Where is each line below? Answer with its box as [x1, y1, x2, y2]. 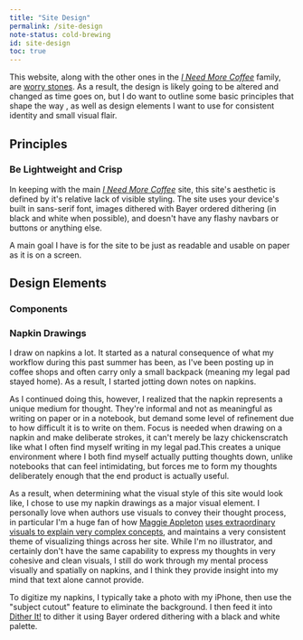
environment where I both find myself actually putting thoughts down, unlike [9, 451, 294, 462]
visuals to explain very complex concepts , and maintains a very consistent [9, 526, 287, 538]
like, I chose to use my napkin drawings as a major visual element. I [9, 498, 260, 509]
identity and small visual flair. [9, 110, 118, 121]
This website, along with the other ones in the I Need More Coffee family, [9, 71, 282, 82]
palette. [9, 621, 38, 632]
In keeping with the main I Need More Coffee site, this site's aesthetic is [9, 184, 276, 194]
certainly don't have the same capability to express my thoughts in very [9, 546, 276, 557]
